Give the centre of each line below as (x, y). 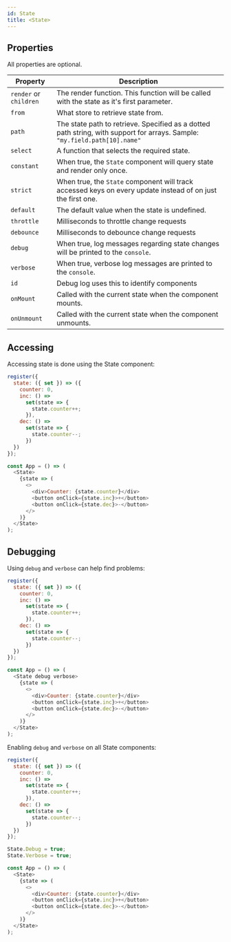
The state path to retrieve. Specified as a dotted (133, 124)
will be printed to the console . (103, 252)
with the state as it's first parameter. (114, 102)
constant (25, 166)
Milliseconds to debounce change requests (126, 233)
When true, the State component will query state (135, 162)
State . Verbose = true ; (40, 856)
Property (30, 81)
